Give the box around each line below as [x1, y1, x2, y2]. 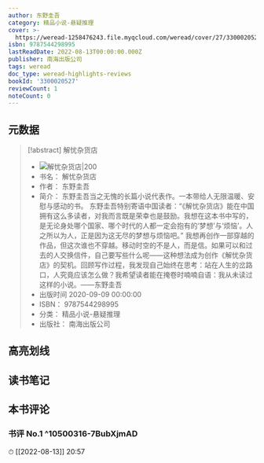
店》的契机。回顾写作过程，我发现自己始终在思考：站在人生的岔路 [38, 260, 253, 270]
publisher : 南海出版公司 [8, 56, 82, 64]
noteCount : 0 [8, 92, 51, 100]
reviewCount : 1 [8, 84, 58, 93]
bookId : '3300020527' [8, 77, 79, 85]
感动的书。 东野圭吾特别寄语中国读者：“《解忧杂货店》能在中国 [53, 201, 255, 211]
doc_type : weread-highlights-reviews [8, 70, 132, 78]
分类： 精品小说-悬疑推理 [38, 310, 120, 319]
